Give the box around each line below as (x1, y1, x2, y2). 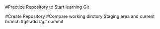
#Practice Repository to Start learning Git (5, 4, 89, 10)
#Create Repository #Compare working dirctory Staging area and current (5, 14, 155, 19)
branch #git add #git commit (5, 19, 64, 24)
